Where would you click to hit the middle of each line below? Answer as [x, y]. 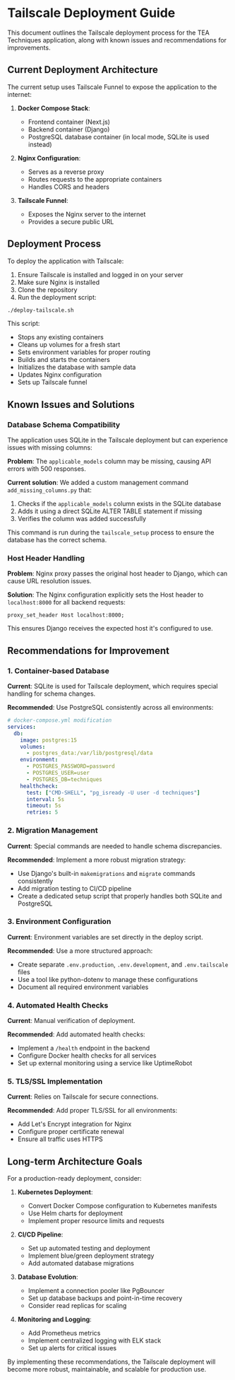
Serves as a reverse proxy [66, 172]
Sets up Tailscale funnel [52, 382]
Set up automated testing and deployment [89, 1249]
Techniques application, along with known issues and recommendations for [117, 40]
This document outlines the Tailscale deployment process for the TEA [109, 33]
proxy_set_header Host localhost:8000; [66, 615]
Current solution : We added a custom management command [98, 483]
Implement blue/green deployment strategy [91, 1256]
